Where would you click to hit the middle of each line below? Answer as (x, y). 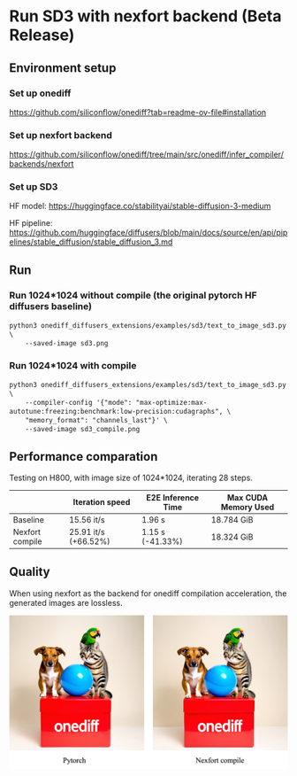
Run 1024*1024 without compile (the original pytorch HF (133, 295)
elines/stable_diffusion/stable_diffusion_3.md (91, 242)
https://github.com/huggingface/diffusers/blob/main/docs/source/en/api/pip (148, 233)
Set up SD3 (34, 187)
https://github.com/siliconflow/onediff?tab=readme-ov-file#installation (138, 112)
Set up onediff (40, 93)
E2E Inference (173, 497)
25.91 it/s (87, 532)
